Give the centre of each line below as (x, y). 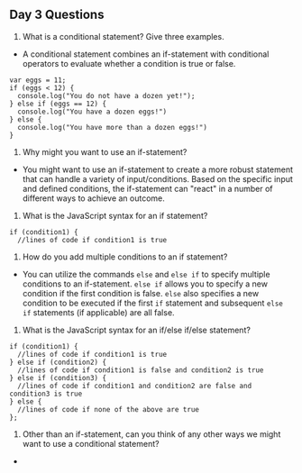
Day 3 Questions (57, 15)
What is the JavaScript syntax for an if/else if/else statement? (136, 330)
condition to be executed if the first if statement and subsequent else (153, 303)
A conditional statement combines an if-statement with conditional (146, 54)
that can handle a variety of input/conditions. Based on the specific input (157, 178)
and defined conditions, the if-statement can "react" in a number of (147, 188)
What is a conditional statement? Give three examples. (123, 36)
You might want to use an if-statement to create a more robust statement (158, 169)
